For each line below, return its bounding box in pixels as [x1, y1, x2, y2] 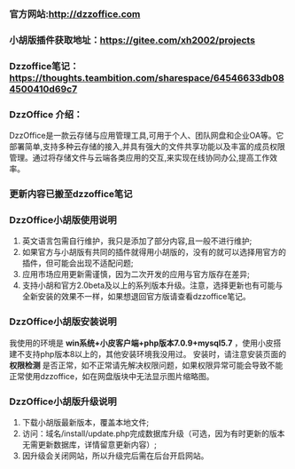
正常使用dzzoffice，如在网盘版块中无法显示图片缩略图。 [9, 370, 214, 381]
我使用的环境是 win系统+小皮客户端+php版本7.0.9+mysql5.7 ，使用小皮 [9, 338, 274, 348]
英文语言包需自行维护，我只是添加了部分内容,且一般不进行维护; [21, 235, 252, 246]
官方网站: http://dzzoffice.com [9, 7, 141, 20]
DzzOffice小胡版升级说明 [9, 395, 117, 408]
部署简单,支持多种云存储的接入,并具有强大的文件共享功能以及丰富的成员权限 [9, 141, 286, 152]
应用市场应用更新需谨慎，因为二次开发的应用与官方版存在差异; [21, 269, 251, 280]
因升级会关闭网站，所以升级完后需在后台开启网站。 [21, 450, 209, 461]
